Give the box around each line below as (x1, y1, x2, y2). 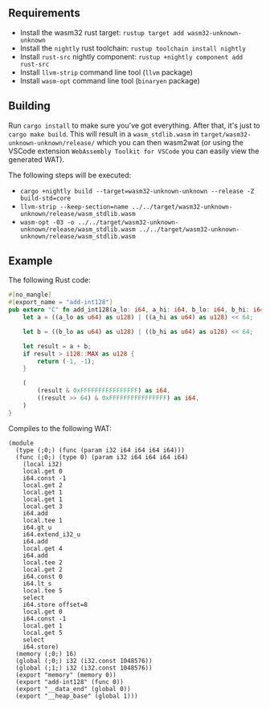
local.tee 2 (22, 558, 63, 567)
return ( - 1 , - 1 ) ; (37, 357, 95, 365)
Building (8, 100, 51, 113)
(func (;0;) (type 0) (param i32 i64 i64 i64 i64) (15, 453, 189, 461)
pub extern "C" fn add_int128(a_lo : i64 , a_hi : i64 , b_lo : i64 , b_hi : (8, 306, 250, 314)
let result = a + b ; (22, 342, 92, 350)
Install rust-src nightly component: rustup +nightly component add (19, 51, 243, 61)
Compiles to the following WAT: (8, 423, 112, 433)
